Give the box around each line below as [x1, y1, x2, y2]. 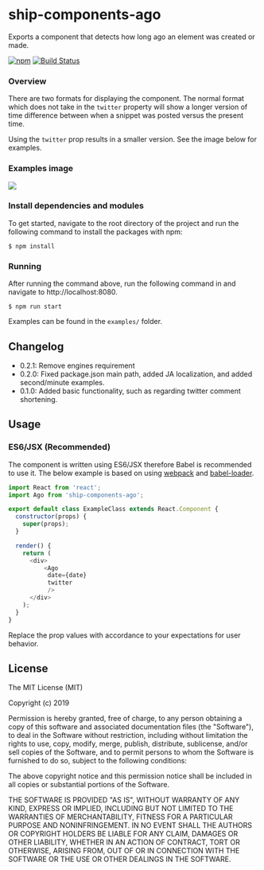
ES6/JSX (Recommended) [8, 442, 111, 453]
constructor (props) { [15, 513, 87, 521]
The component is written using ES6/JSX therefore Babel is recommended [8, 459, 252, 469]
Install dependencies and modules [8, 201, 145, 212]
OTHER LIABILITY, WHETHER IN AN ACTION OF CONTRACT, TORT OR [8, 837, 240, 847]
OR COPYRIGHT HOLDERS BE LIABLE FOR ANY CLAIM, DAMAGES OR [8, 829, 239, 839]
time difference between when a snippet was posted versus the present [8, 111, 244, 120]
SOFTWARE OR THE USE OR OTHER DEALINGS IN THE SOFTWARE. [8, 854, 231, 864]
